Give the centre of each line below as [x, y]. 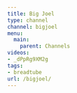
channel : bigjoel [33, 27]
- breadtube [24, 72]
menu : [15, 33]
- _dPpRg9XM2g [28, 59]
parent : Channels [45, 46]
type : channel [28, 20]
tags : [15, 66]
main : [22, 40]
